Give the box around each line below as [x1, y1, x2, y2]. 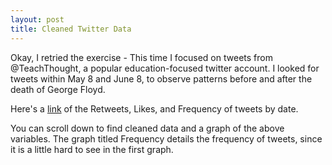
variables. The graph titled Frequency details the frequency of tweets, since [10, 132, 323, 145]
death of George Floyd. [10, 83, 106, 95]
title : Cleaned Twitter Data [10, 24, 132, 34]
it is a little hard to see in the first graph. [10, 143, 174, 155]
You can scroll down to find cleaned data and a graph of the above [10, 122, 285, 134]
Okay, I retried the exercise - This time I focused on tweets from [10, 51, 273, 63]
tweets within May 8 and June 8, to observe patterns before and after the [10, 72, 313, 85]
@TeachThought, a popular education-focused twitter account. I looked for [10, 62, 320, 74]
